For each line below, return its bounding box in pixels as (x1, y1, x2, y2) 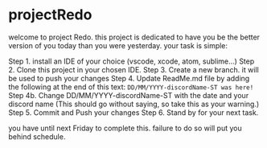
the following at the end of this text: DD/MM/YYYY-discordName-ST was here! (8, 82, 254, 92)
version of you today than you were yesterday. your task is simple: (8, 40, 228, 50)
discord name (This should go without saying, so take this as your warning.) (8, 99, 260, 109)
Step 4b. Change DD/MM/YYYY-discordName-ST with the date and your (8, 90, 249, 100)
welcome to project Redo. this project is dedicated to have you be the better (8, 32, 260, 42)
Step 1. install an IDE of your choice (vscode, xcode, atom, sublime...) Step (8, 56, 255, 66)
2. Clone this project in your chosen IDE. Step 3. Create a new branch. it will (8, 64, 259, 74)
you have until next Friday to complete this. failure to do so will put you (8, 123, 243, 133)
